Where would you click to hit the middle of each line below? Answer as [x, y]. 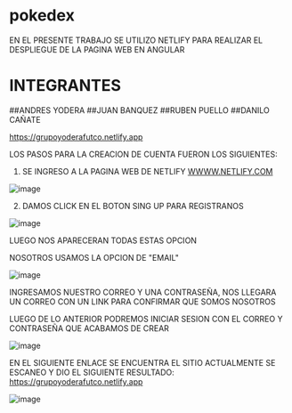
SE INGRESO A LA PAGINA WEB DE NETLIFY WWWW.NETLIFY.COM [147, 171]
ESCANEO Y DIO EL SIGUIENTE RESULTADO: [92, 372]
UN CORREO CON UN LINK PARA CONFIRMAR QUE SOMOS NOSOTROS [142, 301]
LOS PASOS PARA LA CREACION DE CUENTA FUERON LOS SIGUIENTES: [143, 154]
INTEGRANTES [65, 86]
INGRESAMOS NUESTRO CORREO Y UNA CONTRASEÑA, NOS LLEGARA [143, 292]
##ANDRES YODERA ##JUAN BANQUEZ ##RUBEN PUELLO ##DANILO [139, 110]
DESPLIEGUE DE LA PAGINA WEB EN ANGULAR [97, 49]
